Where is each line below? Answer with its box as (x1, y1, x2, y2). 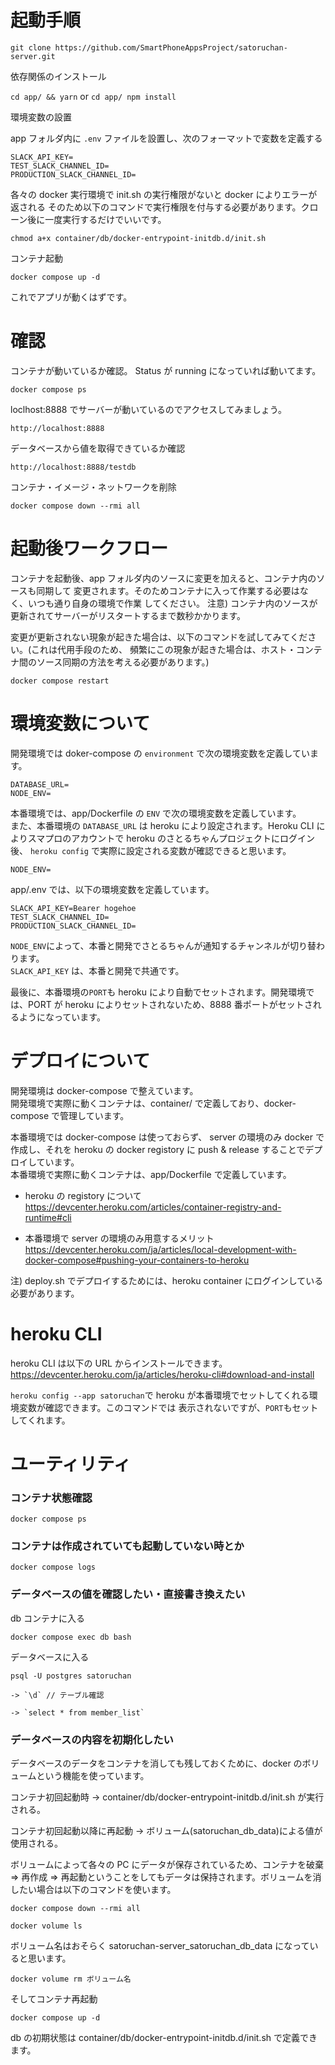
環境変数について (10, 712, 151, 735)
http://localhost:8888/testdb (10, 462, 137, 472)
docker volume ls (10, 1921, 83, 1931)
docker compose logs (10, 1562, 97, 1573)
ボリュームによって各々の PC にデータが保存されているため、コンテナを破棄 (10, 1859, 325, 1870)
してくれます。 (10, 1414, 71, 1426)
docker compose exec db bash (10, 1632, 132, 1642)
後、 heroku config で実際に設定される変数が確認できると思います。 (10, 844, 292, 856)
